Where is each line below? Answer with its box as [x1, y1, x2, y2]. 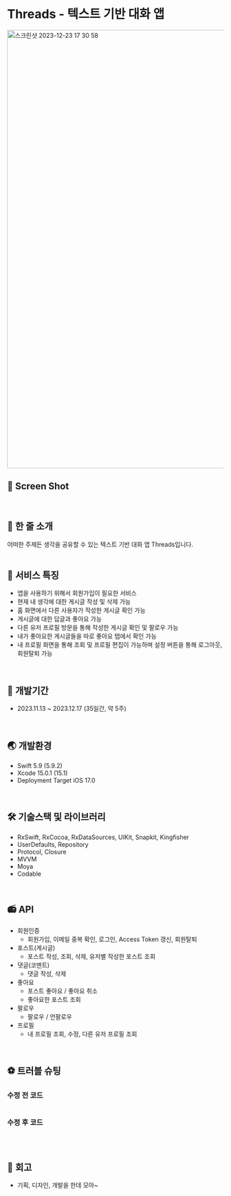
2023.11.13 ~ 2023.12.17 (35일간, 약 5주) [16, 704, 127, 713]
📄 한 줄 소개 [7, 521, 53, 533]
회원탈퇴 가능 [16, 649, 53, 658]
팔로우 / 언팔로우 [27, 1012, 72, 1020]
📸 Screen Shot [7, 480, 69, 493]
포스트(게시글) [16, 943, 56, 951]
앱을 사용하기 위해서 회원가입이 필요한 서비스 [16, 589, 137, 597]
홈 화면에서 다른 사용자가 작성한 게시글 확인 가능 [16, 606, 146, 615]
